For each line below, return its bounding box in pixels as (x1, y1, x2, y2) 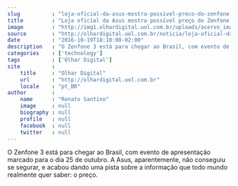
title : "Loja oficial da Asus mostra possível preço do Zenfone (7, 17, 230, 24)
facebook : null (20, 122, 72, 129)
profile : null (20, 115, 72, 122)
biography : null (20, 109, 72, 116)
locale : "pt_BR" (20, 83, 81, 90)
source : (7, 30, 55, 37)
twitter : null (20, 129, 72, 136)
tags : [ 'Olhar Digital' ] (7, 57, 113, 64)
